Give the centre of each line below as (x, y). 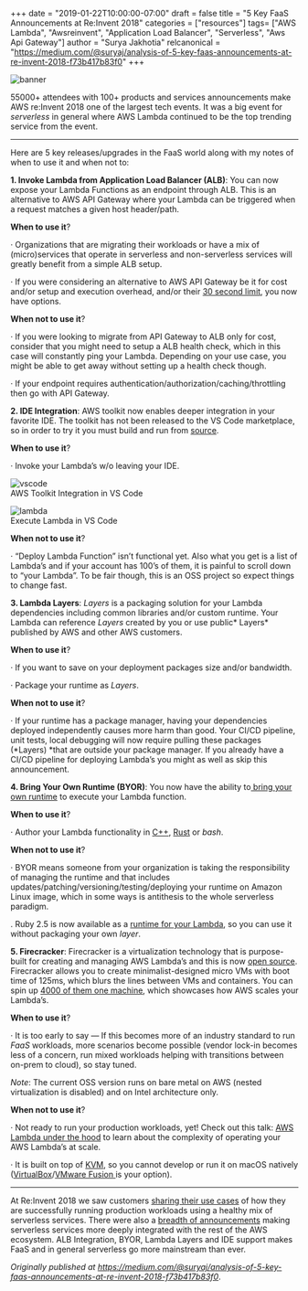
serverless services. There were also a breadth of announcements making (150, 1220)
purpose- (266, 951)
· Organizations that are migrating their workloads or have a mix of (135, 245)
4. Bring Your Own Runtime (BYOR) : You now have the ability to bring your (151, 787)
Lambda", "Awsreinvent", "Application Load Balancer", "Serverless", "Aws (148, 32)
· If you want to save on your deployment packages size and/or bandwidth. (151, 667)
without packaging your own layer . (75, 934)
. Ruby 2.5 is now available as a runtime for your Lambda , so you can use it (151, 924)
